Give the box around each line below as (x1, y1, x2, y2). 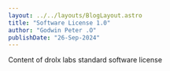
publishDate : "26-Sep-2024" (8, 33, 101, 42)
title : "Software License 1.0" (8, 19, 111, 27)
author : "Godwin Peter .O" (8, 26, 97, 34)
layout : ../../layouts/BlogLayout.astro (8, 11, 143, 20)
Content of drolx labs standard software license (8, 55, 163, 65)
